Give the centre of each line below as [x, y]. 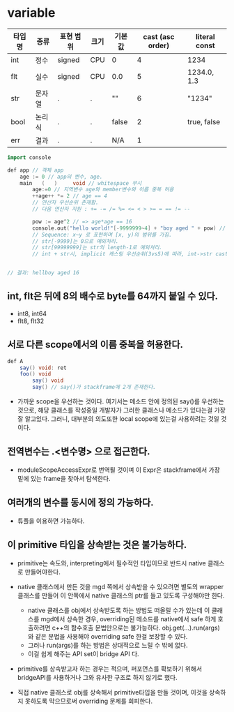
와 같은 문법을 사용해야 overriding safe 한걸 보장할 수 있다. [108, 636]
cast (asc [158, 36]
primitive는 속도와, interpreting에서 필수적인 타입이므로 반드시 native [112, 563]
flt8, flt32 [31, 321]
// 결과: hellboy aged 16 [44, 273]
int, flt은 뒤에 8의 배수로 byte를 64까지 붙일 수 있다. [112, 296]
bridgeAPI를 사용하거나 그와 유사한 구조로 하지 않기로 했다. [97, 677]
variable [31, 13]
